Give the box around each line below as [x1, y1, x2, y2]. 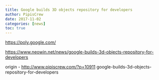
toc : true [5, 26, 26, 31]
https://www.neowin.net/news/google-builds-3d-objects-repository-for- [5, 49, 154, 55]
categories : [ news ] [5, 21, 46, 26]
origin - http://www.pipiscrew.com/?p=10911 [5, 64, 96, 70]
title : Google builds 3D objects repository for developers [5, 7, 133, 12]
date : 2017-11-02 [5, 16, 41, 21]
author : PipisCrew [5, 12, 43, 17]
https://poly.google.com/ [5, 39, 56, 45]
